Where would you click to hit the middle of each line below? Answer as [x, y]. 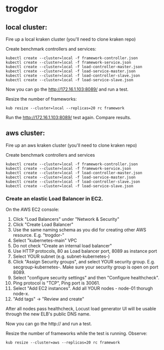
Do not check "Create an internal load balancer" [62, 246]
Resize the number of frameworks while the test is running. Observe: [76, 333]
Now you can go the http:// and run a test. [49, 324]
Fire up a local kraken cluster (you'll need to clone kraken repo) [71, 39]
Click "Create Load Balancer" [43, 225]
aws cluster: [25, 133]
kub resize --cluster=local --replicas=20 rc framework [65, 108]
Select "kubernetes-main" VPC [45, 240]
